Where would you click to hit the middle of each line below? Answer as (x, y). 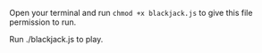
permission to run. (43, 22)
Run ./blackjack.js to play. (56, 39)
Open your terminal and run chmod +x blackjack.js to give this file (131, 13)
